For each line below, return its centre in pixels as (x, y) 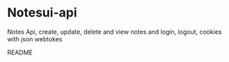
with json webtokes (35, 39)
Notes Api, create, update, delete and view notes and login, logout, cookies (114, 32)
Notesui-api (42, 13)
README (20, 52)
